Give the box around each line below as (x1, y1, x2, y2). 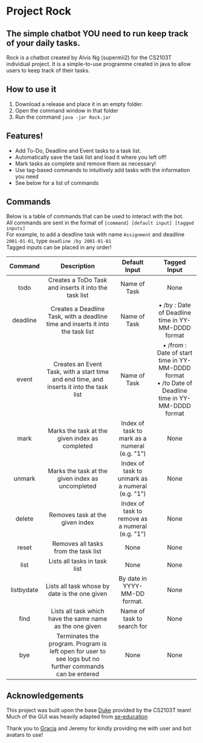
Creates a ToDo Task (48, 276, 108, 284)
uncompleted (59, 482, 97, 490)
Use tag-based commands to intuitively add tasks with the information (14, 166, 190, 173)
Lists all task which (51, 607, 105, 616)
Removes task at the (48, 511, 107, 519)
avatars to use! (6, 731, 43, 739)
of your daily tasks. (6, 38, 80, 48)
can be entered (56, 670, 100, 678)
